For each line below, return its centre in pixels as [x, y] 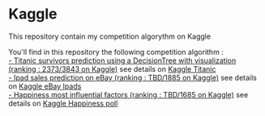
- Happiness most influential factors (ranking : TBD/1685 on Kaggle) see [128, 94]
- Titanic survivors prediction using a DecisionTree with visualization [122, 60]
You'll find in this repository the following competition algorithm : [116, 52]
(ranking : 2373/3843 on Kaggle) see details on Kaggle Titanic [112, 68]
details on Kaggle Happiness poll [63, 103]
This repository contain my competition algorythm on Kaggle [110, 36]
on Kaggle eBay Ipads [45, 86]
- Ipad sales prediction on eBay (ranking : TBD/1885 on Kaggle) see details [133, 77]
